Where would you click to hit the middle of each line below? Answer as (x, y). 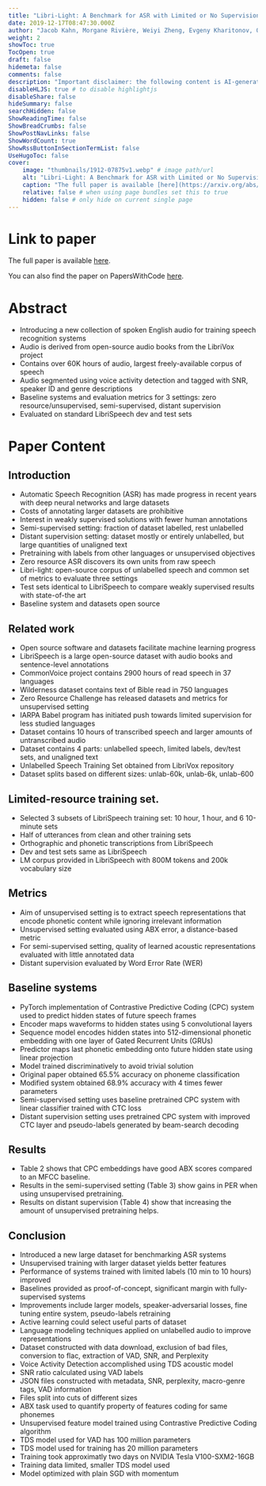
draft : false (30, 60)
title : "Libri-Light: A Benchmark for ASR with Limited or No (113, 15)
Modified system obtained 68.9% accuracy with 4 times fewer (121, 1083)
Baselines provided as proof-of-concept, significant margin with (124, 1289)
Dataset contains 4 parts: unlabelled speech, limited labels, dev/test (130, 749)
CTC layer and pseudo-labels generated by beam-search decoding (129, 1125)
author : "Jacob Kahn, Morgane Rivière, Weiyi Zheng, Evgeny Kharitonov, (131, 30)
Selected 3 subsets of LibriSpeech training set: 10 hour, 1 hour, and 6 (131, 818)
